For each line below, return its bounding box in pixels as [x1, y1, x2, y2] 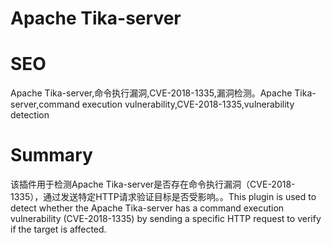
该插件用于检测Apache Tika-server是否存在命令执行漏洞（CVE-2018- [10, 178, 296, 191]
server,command [10, 98, 80, 111]
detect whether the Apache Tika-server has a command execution [10, 202, 285, 214]
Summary [10, 144, 93, 167]
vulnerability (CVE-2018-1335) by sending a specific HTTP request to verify [10, 213, 322, 225]
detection [10, 109, 50, 121]
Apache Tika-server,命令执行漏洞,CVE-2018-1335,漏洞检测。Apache [10, 87, 293, 99]
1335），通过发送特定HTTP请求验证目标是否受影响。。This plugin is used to [10, 191, 317, 203]
